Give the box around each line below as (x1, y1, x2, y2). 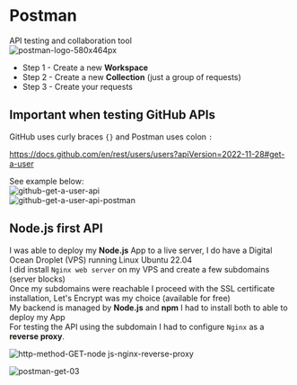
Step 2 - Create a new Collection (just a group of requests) (22, 71, 242, 82)
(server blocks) (9, 273, 66, 284)
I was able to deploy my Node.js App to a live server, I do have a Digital (9, 245, 273, 255)
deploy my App (9, 311, 66, 322)
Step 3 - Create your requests (22, 81, 133, 92)
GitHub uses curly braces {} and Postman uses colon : (9, 131, 214, 142)
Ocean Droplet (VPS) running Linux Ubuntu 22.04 (9, 254, 193, 265)
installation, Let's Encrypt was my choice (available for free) (9, 292, 231, 303)
